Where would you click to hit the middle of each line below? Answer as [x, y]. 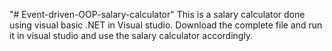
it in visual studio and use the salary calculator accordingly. [131, 35]
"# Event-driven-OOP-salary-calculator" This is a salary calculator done [157, 14]
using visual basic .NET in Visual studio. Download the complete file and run [166, 25]
